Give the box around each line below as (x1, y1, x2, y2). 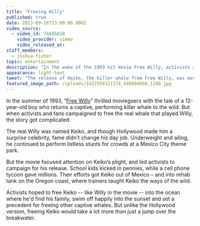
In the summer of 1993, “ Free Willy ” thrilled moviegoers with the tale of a (6, 97, 185, 104)
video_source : (6, 25, 42, 32)
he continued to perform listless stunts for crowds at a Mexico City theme (6, 141, 186, 147)
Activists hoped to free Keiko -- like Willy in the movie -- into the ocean (6, 189, 180, 196)
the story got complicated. (6, 116, 71, 123)
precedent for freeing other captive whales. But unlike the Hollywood (6, 202, 176, 209)
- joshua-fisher (11, 53, 52, 59)
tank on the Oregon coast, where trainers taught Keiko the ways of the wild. (6, 177, 192, 184)
